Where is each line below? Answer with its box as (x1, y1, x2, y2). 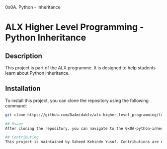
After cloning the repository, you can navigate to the (5, 126, 123, 131)
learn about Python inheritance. (5, 70, 70, 76)
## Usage (5, 121, 23, 126)
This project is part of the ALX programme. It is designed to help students (5, 65, 156, 71)
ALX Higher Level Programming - (5, 22, 144, 33)
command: (5, 102, 27, 108)
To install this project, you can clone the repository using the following (5, 98, 149, 103)
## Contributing (5, 135, 39, 140)
